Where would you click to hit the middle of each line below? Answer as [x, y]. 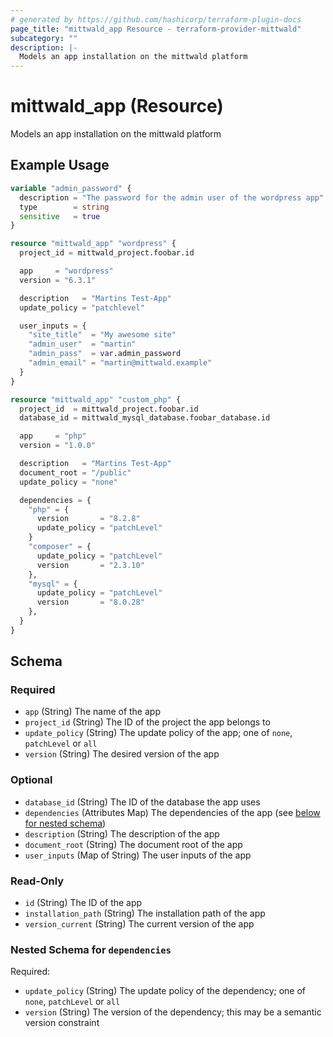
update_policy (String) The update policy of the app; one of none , [158, 733]
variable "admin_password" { [71, 188]
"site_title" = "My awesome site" [102, 335]
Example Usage [60, 165]
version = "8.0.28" [90, 602]
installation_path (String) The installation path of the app [145, 913]
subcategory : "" [44, 38]
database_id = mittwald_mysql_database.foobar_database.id [145, 418]
